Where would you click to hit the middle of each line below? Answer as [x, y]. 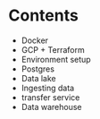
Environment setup [56, 59]
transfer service [50, 97]
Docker [35, 40]
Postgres [38, 69]
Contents [44, 16]
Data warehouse [51, 106]
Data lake [38, 78]
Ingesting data [48, 88]
